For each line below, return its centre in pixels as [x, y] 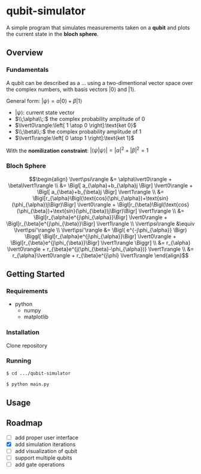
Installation [23, 332]
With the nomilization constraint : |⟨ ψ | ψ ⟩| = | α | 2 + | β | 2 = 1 [77, 150]
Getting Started [36, 274]
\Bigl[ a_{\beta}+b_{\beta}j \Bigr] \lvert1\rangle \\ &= [100, 192]
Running [19, 361]
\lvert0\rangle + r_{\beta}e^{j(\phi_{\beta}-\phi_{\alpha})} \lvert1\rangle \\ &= [100, 249]
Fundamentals [28, 70]
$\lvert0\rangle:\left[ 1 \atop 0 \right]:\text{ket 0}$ [76, 125]
